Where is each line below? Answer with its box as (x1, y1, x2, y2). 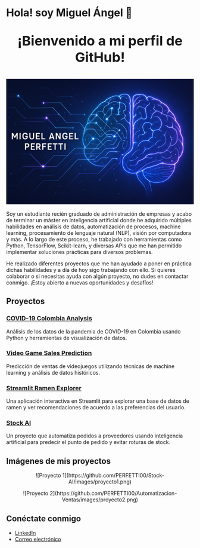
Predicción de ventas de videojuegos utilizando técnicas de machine (6, 362, 175, 370)
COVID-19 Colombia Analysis (6, 314, 92, 323)
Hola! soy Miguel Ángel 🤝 (6, 6, 133, 20)
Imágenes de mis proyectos (6, 456, 111, 466)
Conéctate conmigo (6, 513, 82, 523)
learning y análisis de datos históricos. (6, 369, 100, 376)
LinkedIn (14, 529, 36, 537)
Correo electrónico (14, 535, 61, 543)
